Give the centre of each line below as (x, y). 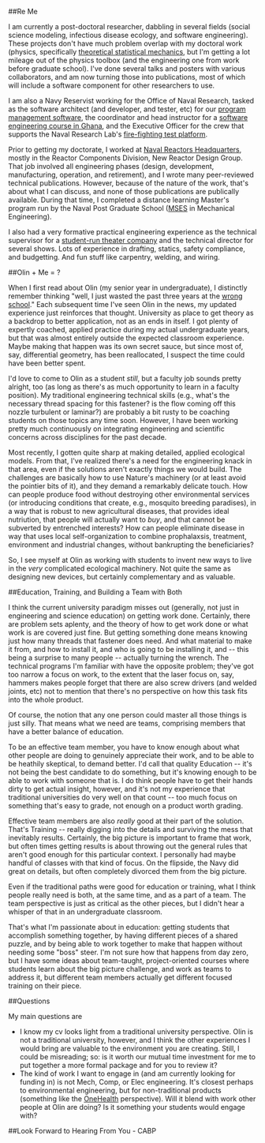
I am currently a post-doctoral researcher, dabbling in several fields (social (129, 26)
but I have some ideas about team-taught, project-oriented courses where (129, 961)
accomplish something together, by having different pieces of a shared (123, 935)
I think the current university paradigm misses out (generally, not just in (124, 607)
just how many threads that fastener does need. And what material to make (130, 641)
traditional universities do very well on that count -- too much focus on (123, 797)
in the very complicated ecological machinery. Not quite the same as (119, 568)
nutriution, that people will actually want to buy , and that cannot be (117, 519)
